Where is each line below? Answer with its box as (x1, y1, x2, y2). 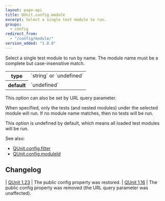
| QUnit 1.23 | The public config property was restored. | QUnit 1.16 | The (5, 179, 158, 185)
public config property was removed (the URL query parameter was (5, 185, 149, 191)
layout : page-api (5, 7, 43, 13)
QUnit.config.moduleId (12, 150, 61, 157)
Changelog (5, 166, 42, 174)
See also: (5, 135, 25, 141)
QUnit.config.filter (12, 145, 51, 151)
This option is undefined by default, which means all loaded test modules (5, 120, 160, 126)
